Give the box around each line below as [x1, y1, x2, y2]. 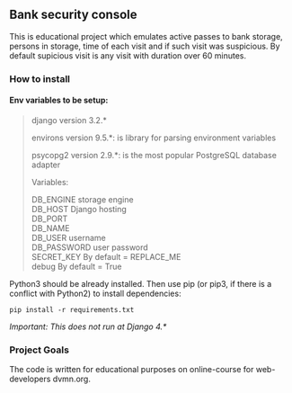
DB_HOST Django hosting [31, 203, 128, 214]
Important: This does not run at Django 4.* [9, 321, 167, 332]
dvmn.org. [52, 373, 92, 385]
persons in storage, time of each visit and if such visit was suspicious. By [9, 40, 280, 51]
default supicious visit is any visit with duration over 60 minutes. [9, 49, 247, 61]
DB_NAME [31, 222, 70, 233]
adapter [31, 159, 61, 170]
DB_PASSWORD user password [31, 242, 148, 253]
